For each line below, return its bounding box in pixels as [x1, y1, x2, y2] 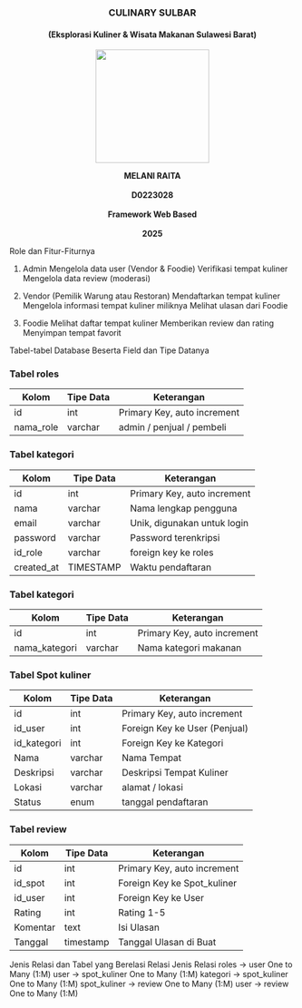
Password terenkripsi [130, 531, 220, 543]
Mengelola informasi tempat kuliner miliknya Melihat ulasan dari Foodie [22, 300, 288, 311]
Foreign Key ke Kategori [122, 737, 224, 749]
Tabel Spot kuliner [9, 669, 92, 681]
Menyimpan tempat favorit [22, 328, 122, 338]
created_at [14, 561, 60, 573]
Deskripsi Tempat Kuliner [122, 767, 229, 779]
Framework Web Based [107, 209, 198, 220]
